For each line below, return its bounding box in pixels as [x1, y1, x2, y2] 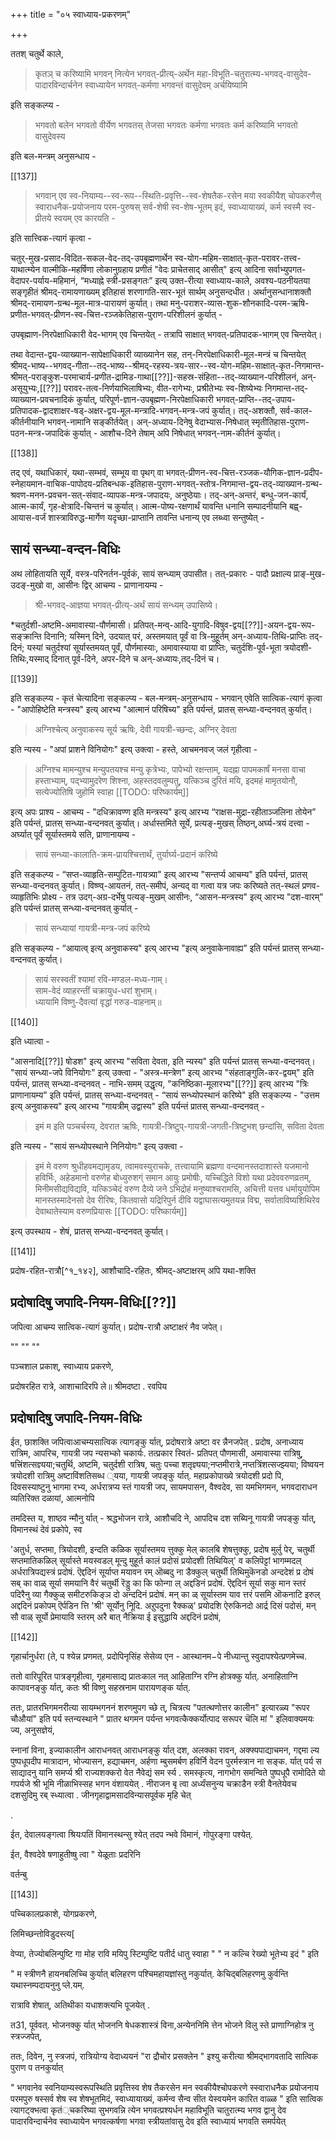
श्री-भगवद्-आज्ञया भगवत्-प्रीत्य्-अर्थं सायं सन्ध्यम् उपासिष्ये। [34, 599, 219, 611]
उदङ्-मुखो [10, 579, 44, 591]
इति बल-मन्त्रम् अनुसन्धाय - [10, 150, 97, 162]
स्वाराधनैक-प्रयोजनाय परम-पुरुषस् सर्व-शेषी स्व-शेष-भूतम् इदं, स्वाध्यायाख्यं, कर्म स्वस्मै [34, 201, 302, 213]
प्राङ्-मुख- [293, 567, 326, 579]
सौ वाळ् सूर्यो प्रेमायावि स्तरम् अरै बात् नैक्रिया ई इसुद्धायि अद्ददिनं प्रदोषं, [10, 1611, 222, 1623]
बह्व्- [288, 500, 303, 512]
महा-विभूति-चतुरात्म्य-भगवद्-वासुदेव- [196, 68, 312, 79]
